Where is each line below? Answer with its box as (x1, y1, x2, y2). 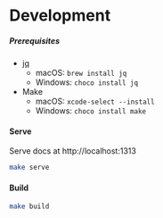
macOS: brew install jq (35, 68, 127, 79)
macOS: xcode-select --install (35, 96, 155, 107)
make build (9, 202, 50, 211)
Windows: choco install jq (35, 77, 139, 88)
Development (9, 5, 111, 26)
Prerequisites (9, 35, 61, 46)
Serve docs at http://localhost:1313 (9, 146, 136, 156)
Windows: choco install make (35, 105, 147, 116)
